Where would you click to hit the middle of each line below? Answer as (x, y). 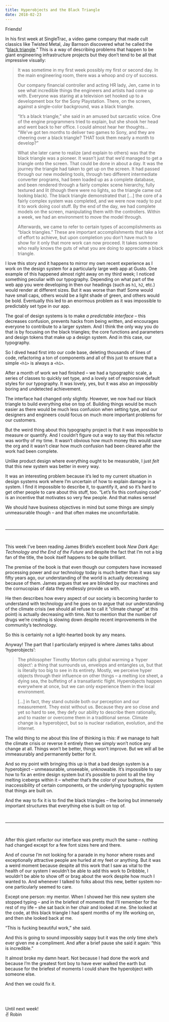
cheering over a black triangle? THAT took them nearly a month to (86, 138)
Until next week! (22, 1008)
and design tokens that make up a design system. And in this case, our (78, 337)
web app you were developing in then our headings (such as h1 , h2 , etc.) (80, 285)
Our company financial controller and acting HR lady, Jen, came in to (89, 85)
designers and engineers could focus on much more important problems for (84, 415)
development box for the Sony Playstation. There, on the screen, (84, 101)
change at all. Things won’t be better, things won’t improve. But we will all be (84, 748)
